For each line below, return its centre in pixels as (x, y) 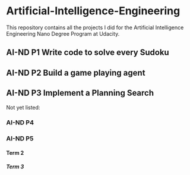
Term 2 (15, 152)
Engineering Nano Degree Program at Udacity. (63, 33)
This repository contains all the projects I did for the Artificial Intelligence (95, 27)
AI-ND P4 (20, 123)
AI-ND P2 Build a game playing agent (76, 73)
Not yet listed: (23, 107)
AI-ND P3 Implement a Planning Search (80, 93)
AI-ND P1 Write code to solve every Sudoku (88, 53)
